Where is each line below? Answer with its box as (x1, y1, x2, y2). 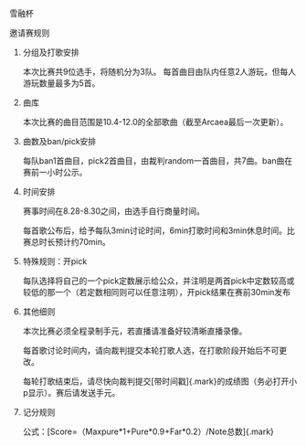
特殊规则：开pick (22, 256, 88, 267)
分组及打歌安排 (22, 47, 79, 58)
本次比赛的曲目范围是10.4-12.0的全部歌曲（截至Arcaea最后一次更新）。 (22, 117, 290, 127)
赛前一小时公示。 (22, 167, 88, 177)
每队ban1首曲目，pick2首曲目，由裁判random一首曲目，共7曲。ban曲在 (22, 155, 293, 166)
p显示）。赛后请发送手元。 (22, 388, 121, 398)
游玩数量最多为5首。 (22, 78, 100, 89)
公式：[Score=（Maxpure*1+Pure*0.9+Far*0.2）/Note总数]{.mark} (22, 426, 274, 437)
